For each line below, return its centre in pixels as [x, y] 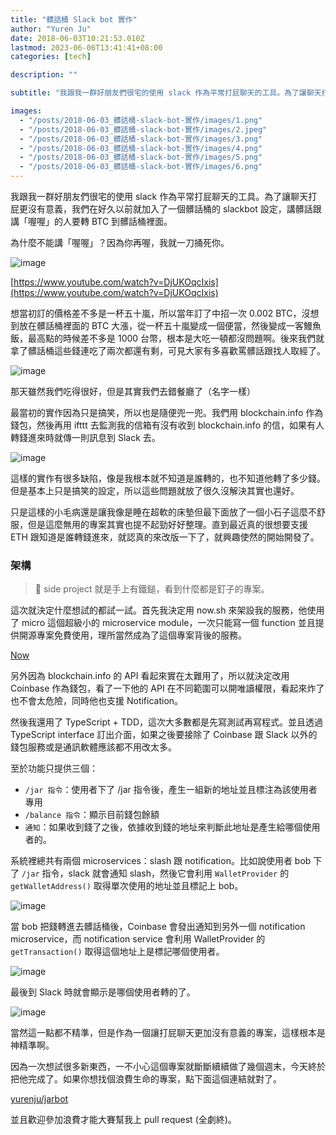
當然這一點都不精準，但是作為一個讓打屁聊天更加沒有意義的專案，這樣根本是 [168, 1033]
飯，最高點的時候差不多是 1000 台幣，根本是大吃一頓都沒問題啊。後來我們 [163, 338]
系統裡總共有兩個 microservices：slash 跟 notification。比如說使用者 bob [161, 861]
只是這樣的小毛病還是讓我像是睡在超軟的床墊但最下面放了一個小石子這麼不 [163, 512]
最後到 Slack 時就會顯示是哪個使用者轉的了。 [103, 992]
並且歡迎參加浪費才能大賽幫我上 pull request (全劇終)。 [123, 1120]
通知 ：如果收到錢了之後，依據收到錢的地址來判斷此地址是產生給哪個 [163, 827]
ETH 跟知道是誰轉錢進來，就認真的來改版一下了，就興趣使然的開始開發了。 [165, 537]
